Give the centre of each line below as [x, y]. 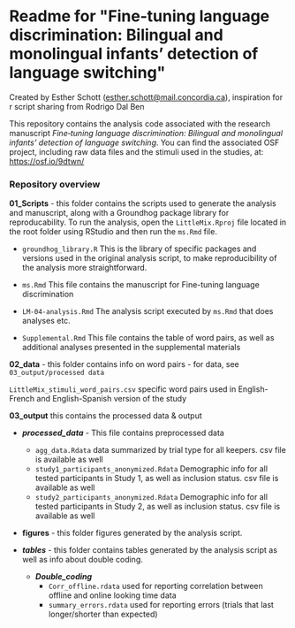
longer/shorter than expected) [103, 614]
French [22, 399]
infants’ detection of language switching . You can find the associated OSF [144, 142]
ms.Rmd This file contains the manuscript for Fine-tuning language [141, 285]
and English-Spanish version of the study [112, 399]
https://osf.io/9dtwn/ [47, 161]
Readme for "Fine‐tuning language [140, 16]
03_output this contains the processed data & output [106, 416]
